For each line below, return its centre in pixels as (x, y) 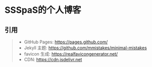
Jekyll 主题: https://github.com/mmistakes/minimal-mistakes (85, 48)
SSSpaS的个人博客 (43, 10)
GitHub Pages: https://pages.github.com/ (66, 42)
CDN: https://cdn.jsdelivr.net (53, 59)
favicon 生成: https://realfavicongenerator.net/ (71, 54)
